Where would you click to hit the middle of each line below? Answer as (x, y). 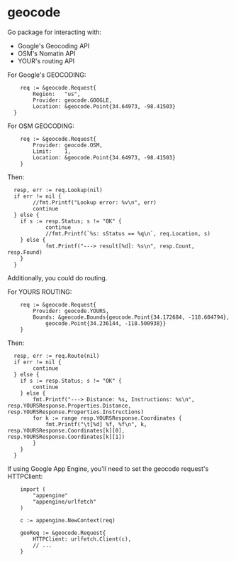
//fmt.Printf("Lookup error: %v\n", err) (95, 202)
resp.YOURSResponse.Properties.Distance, (69, 405)
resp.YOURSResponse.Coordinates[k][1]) (66, 437)
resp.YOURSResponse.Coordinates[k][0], (66, 430)
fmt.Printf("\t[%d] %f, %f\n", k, (96, 424)
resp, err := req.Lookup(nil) (58, 190)
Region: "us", (57, 94)
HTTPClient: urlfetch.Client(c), (82, 539)
